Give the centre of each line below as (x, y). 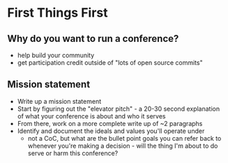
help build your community (56, 55)
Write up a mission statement (59, 101)
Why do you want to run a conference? (93, 39)
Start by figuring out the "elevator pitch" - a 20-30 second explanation (119, 109)
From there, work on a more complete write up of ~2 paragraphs (110, 123)
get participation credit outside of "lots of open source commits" (110, 63)
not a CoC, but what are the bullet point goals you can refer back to (124, 138)
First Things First (58, 13)
